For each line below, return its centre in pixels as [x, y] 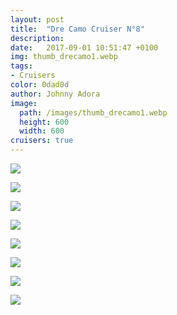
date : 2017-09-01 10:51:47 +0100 [84, 47]
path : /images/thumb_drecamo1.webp [93, 112]
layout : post [37, 19]
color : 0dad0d [40, 85]
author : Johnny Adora [55, 94]
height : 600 [44, 122]
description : [37, 38]
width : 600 [42, 131]
